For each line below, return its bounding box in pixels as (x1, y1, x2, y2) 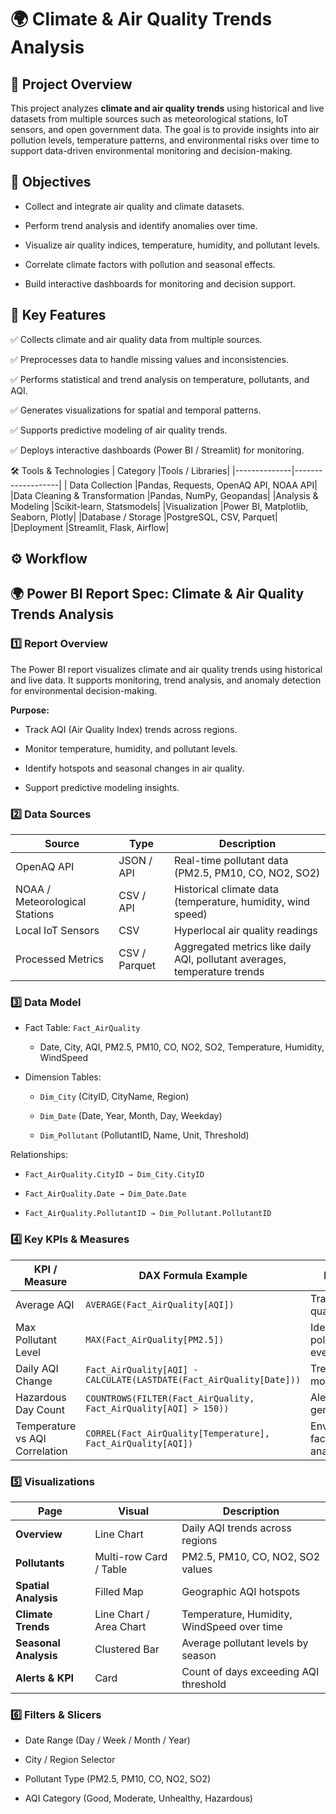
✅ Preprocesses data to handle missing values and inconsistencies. (10, 353, 289, 365)
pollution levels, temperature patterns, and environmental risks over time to (10, 134, 320, 146)
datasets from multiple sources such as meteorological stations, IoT (10, 113, 289, 125)
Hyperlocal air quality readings (173, 924, 318, 937)
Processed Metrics (15, 952, 105, 966)
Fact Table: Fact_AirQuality (24, 1022, 141, 1034)
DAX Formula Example (138, 1268, 248, 1282)
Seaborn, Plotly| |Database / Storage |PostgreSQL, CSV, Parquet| (10, 511, 278, 523)
